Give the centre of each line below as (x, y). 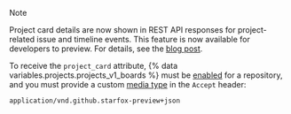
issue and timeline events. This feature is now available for (143, 39)
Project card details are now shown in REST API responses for (122, 30)
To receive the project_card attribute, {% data (94, 66)
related (22, 39)
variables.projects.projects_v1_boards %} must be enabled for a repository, (146, 75)
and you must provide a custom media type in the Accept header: (128, 84)
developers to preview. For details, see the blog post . (106, 49)
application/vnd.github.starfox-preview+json (94, 101)
